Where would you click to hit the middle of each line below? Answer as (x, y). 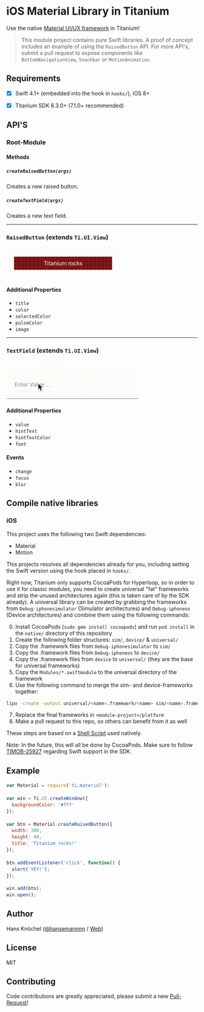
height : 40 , (27, 837)
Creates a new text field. (37, 215)
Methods (18, 157)
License (22, 948)
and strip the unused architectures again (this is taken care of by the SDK (98, 595)
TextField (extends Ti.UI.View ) (53, 351)
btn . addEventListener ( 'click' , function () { (63, 863)
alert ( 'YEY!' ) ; (31, 869)
